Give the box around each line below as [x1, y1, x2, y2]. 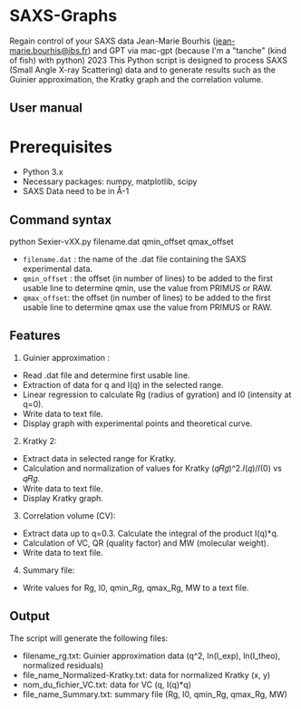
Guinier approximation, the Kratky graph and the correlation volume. [9, 73, 264, 84]
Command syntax [9, 212, 112, 228]
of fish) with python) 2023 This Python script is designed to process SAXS [9, 54, 288, 65]
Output [9, 608, 50, 624]
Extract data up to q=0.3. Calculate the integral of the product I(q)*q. [22, 528, 279, 539]
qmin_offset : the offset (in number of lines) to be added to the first [22, 273, 274, 284]
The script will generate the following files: [9, 632, 169, 644]
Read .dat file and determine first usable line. [22, 369, 190, 381]
